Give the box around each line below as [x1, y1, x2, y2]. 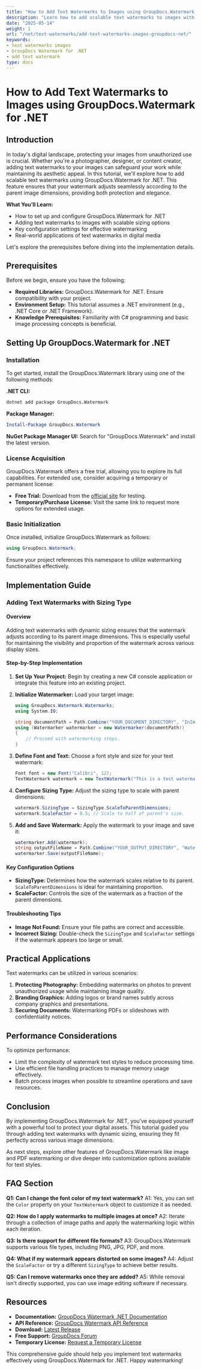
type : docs [6, 59, 34, 65]
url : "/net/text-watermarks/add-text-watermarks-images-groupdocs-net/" [6, 31, 192, 37]
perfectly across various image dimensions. [6, 1136, 115, 1144]
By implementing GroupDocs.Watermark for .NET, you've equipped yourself [6, 1118, 194, 1125]
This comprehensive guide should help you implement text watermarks [6, 1350, 182, 1357]
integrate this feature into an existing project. [14, 679, 126, 687]
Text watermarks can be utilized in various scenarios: [6, 970, 138, 977]
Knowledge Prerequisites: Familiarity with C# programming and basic [14, 314, 189, 321]
